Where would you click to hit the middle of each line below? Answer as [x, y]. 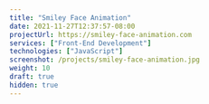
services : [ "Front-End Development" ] [81, 43]
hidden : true [34, 85]
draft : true [32, 77]
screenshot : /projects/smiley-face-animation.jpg [105, 60]
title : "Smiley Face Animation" [70, 18]
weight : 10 [30, 69]
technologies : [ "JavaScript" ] [66, 52]
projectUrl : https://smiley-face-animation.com [101, 34]
